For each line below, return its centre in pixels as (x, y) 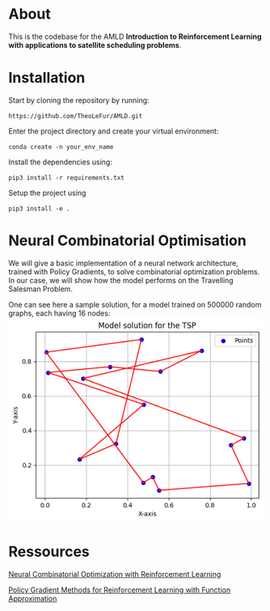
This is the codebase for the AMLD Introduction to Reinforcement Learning (135, 36)
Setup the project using (47, 193)
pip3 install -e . (39, 208)
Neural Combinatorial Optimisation (127, 241)
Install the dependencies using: (61, 162)
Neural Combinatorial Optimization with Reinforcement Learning (115, 575)
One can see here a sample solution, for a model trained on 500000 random (135, 304)
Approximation (33, 599)
